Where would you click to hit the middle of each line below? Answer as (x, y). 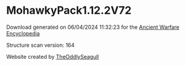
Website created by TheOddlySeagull (53, 56)
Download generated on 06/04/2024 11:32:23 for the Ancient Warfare (93, 27)
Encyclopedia (23, 33)
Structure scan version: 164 (40, 45)
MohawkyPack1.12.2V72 (69, 10)
